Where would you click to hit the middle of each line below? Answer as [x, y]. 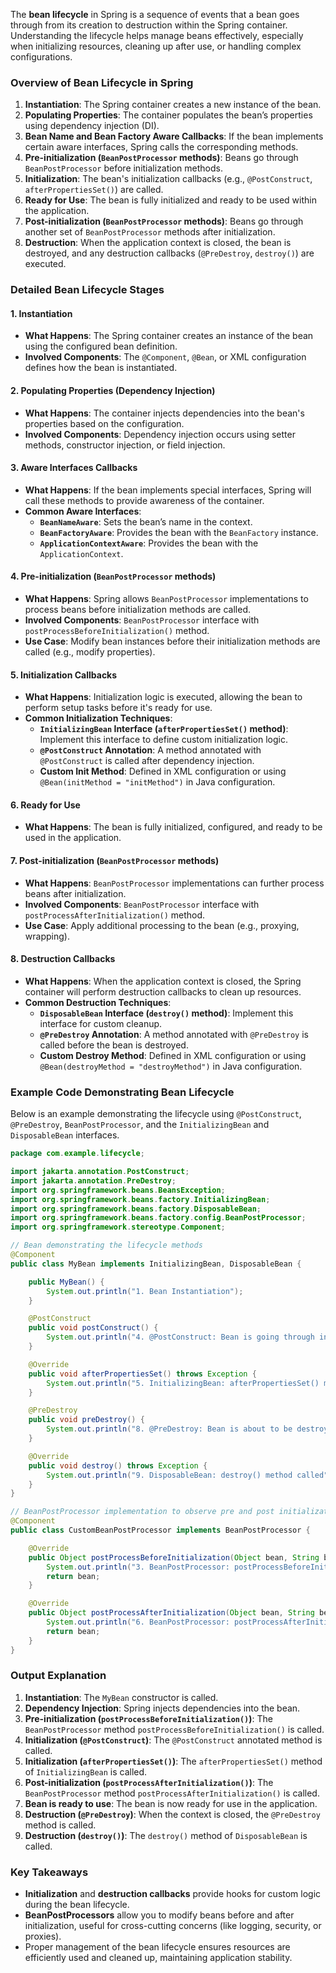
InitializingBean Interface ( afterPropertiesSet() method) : [164, 729]
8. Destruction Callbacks [63, 959]
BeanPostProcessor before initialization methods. [123, 168]
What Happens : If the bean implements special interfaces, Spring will [168, 490]
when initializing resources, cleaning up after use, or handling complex [156, 46]
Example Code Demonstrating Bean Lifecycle [122, 1092]
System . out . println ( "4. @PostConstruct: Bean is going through [180, 1337]
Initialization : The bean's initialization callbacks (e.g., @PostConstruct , [168, 179]
